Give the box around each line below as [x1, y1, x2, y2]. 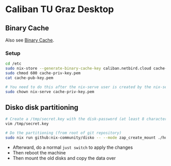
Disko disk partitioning [5, 103, 79, 112]
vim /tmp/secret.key [5, 121, 49, 127]
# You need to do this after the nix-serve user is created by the [5, 85, 152, 90]
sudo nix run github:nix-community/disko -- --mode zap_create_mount [5, 135, 156, 140]
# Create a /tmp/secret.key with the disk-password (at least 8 [5, 116, 145, 122]
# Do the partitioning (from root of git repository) [5, 131, 122, 136]
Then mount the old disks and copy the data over [12, 155, 116, 161]
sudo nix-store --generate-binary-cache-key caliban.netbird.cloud [5, 66, 152, 71]
